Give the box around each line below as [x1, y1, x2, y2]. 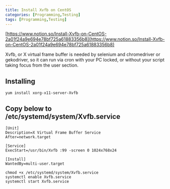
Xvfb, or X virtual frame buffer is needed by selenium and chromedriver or [5, 51, 161, 57]
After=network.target [5, 135, 51, 140]
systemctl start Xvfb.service [5, 179, 70, 184]
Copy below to [5, 104, 52, 113]
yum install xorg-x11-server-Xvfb [5, 90, 79, 96]
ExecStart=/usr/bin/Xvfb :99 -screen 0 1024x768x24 [5, 148, 117, 153]
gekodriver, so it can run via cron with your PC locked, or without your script [5, 57, 165, 63]
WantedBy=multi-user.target [5, 161, 65, 166]
